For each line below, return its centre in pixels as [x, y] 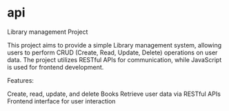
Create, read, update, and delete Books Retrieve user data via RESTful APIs [114, 94]
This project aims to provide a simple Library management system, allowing [114, 45]
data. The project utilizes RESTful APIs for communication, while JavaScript [114, 59]
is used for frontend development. [56, 67]
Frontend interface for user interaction [61, 101]
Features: [21, 80]
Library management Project [48, 32]
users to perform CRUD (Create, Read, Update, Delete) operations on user [112, 52]
